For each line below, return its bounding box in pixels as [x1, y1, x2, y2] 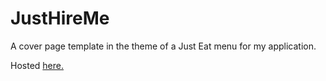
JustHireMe [10, 7, 110, 30]
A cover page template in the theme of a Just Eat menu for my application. [10, 40, 317, 52]
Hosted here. [10, 59, 64, 71]
